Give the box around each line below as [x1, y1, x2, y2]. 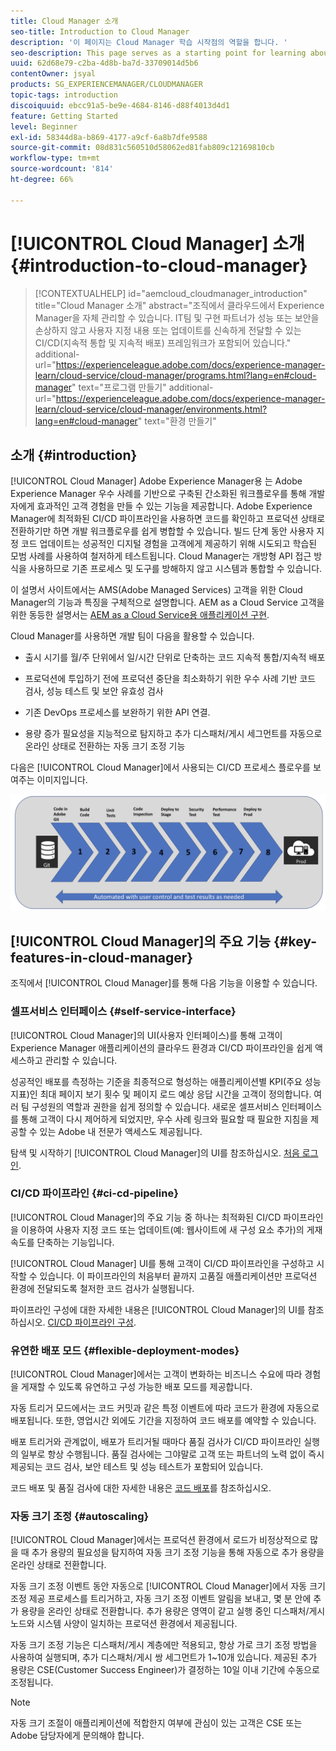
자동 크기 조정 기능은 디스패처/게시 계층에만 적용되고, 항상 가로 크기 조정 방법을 [10, 1639, 318, 1651]
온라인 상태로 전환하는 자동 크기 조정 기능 [24, 740, 186, 752]
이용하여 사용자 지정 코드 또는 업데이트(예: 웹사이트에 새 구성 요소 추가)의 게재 [20, 1223, 323, 1235]
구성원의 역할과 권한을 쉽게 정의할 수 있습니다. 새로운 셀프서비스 [31, 1100, 280, 1112]
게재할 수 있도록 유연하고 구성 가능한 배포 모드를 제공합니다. [20, 1381, 253, 1393]
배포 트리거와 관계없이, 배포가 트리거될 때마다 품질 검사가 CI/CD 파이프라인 [10, 1436, 302, 1448]
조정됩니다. [10, 1676, 54, 1689]
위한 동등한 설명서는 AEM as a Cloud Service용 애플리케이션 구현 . [10, 609, 270, 621]
